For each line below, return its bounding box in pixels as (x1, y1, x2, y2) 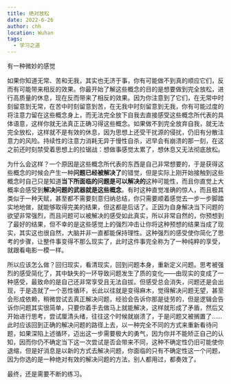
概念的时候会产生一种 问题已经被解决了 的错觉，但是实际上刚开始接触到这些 (12, 169, 224, 176)
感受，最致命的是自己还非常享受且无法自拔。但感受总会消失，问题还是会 (12, 278, 218, 286)
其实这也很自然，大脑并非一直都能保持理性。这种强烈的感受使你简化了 (19, 228, 218, 237)
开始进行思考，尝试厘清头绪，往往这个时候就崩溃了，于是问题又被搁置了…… (7, 312, 223, 320)
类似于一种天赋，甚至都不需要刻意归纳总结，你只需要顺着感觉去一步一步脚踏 (7, 194, 224, 202)
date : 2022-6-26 (7, 17, 54, 23)
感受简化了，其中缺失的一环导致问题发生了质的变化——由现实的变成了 (19, 269, 218, 277)
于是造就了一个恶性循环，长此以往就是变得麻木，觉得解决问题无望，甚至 (19, 286, 224, 295)
